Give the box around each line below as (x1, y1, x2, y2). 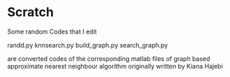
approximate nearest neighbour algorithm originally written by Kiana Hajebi (7, 62, 224, 70)
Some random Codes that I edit (7, 27, 97, 36)
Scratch (7, 4, 54, 20)
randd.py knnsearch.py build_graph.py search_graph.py (7, 41, 168, 49)
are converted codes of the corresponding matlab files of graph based (7, 54, 210, 63)
